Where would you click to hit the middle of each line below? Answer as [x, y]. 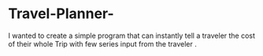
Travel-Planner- [61, 14]
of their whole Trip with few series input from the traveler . [102, 43]
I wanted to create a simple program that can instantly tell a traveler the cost [132, 35]
